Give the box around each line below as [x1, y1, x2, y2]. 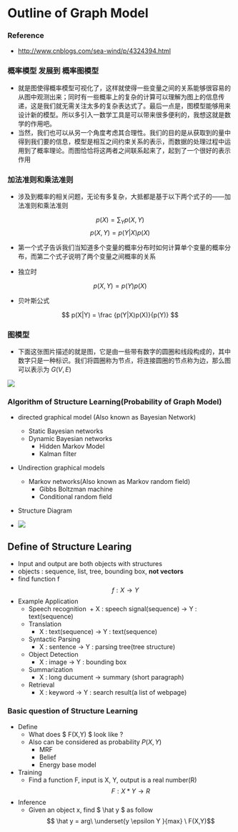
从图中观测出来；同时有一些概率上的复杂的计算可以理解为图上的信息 [17, 92, 219, 101]
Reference [7, 31, 44, 41]
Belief [39, 753, 56, 761]
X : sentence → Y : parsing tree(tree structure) [39, 643, 176, 651]
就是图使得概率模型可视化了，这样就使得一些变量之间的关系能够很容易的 [17, 84, 231, 92]
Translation [28, 620, 62, 628]
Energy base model [39, 760, 96, 769]
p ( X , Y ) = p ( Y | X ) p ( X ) [90, 228, 150, 237]
